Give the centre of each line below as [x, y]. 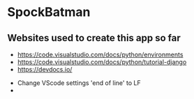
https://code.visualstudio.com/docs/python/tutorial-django [102, 62]
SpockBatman [49, 12]
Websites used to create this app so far [94, 38]
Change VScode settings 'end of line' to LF [79, 83]
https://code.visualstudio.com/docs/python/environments [100, 54]
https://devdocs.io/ [45, 69]
